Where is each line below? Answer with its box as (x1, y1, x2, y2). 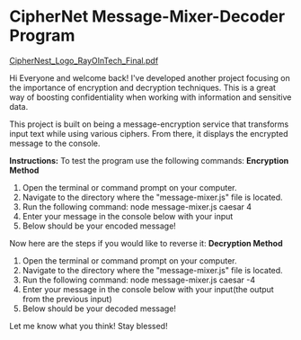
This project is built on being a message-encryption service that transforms (9, 119, 289, 130)
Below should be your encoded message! (22, 220, 177, 231)
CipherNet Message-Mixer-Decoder (9, 6, 286, 27)
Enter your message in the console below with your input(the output (22, 283, 274, 294)
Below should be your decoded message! (22, 303, 177, 314)
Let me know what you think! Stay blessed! (9, 320, 168, 331)
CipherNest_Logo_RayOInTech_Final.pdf (9, 55, 159, 66)
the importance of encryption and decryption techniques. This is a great (9, 82, 277, 93)
